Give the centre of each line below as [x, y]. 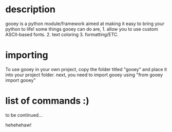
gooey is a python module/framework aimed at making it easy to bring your [85, 24]
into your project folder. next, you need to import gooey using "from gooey [84, 75]
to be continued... [24, 115]
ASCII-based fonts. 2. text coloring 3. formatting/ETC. [62, 34]
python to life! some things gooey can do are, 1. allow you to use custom [82, 29]
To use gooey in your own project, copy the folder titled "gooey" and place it [86, 69]
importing [27, 55]
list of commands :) [47, 101]
